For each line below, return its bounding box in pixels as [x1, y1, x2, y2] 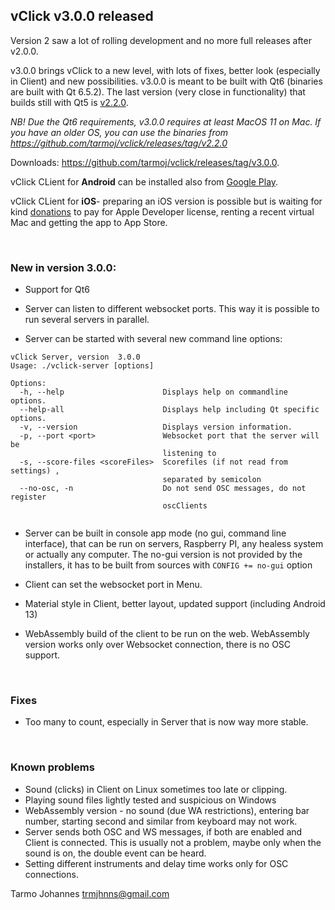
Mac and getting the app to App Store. [10, 216, 168, 228]
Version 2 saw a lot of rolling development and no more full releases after [10, 34, 312, 46]
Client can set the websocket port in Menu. [24, 579, 203, 591]
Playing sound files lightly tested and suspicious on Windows [24, 794, 277, 806]
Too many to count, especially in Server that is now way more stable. [24, 716, 309, 728]
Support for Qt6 [24, 284, 90, 296]
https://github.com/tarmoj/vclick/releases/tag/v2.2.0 [10, 137, 228, 149]
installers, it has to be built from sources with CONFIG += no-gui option [24, 559, 313, 571]
